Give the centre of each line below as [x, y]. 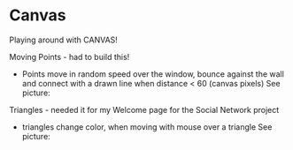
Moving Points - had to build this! [69, 56]
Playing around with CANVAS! [63, 40]
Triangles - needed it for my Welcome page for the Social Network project [144, 109]
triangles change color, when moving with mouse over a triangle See [147, 127]
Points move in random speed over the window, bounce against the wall [153, 74]
